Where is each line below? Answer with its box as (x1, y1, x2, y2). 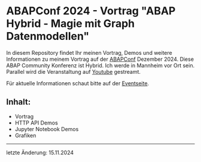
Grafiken (14, 132, 36, 139)
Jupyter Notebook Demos (14, 125, 79, 132)
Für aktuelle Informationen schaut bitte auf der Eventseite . (6, 79, 150, 87)
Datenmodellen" (6, 30, 90, 43)
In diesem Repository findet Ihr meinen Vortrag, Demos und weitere (6, 49, 172, 56)
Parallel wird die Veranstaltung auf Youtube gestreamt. (6, 68, 141, 75)
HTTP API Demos (14, 119, 58, 126)
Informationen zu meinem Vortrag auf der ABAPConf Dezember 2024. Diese (6, 55, 194, 63)
